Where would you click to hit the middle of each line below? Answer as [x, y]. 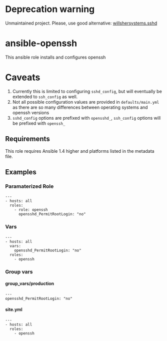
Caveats [23, 77]
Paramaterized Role [29, 186]
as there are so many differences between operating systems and [80, 107]
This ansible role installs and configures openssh [55, 57]
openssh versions [31, 112]
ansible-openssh [41, 43]
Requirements [27, 139]
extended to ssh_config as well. [45, 97]
